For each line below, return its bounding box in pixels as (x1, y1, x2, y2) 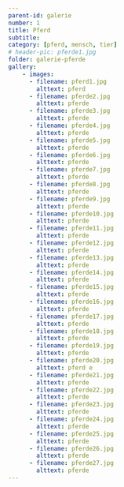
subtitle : (8, 33, 41, 42)
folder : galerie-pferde (8, 56, 86, 64)
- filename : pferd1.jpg (28, 77, 108, 85)
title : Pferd (8, 26, 51, 34)
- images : (22, 70, 55, 78)
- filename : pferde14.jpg (28, 268, 114, 276)
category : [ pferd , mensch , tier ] (8, 41, 118, 49)
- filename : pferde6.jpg (28, 151, 111, 159)
